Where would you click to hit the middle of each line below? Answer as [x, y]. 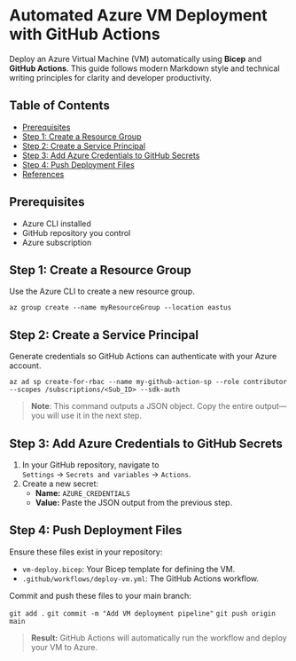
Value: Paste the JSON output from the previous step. [134, 503]
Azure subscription [57, 242]
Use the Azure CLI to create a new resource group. [102, 291]
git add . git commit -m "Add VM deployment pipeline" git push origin [143, 613]
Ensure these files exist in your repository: [86, 552]
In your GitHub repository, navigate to [90, 465]
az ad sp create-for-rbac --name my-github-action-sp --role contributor [148, 382]
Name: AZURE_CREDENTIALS [82, 493]
